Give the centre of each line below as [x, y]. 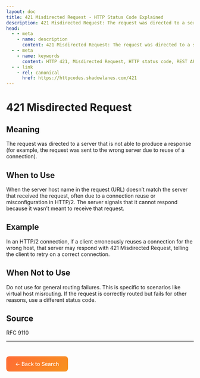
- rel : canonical [38, 73]
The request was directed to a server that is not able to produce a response [99, 144]
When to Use [31, 175]
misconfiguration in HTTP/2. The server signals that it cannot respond [92, 202]
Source [20, 318]
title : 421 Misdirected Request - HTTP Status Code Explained [85, 17]
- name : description [42, 39]
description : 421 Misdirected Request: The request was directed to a [96, 23]
